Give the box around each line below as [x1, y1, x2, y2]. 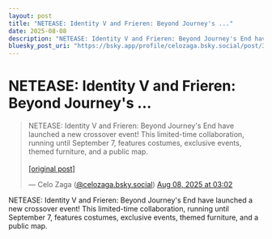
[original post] [28, 164, 75, 174]
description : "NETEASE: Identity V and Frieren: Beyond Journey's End [8, 34, 252, 43]
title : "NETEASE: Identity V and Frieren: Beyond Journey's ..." [8, 19, 233, 28]
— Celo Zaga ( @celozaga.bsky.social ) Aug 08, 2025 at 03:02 [28, 180, 233, 190]
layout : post [8, 11, 53, 20]
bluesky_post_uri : [8, 42, 70, 50]
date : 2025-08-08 [8, 27, 67, 35]
